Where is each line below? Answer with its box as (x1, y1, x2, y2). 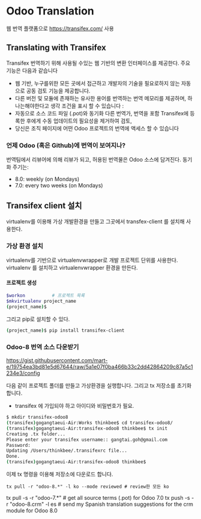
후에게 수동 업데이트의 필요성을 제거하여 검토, (26, 117, 132, 124)
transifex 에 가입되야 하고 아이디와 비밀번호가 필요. (14, 402, 134, 410)
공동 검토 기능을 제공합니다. (26, 87, 91, 94)
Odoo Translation (6, 4, 94, 18)
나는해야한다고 (14, 102, 49, 109)
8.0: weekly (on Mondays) (14, 175, 80, 183)
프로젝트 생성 (6, 279, 37, 286)
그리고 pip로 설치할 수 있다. (6, 315, 70, 323)
